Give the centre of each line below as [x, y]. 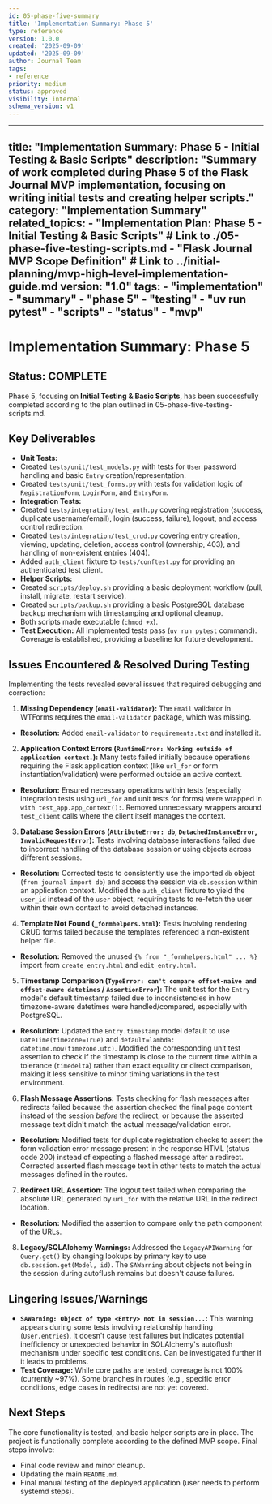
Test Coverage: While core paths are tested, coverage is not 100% [132, 1370]
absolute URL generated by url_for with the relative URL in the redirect [139, 1199]
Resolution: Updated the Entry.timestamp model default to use [125, 1031]
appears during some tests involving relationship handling [117, 1326]
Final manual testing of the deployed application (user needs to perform [140, 1482]
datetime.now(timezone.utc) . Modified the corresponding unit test [130, 1048]
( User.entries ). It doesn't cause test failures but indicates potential [132, 1335]
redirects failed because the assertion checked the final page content [136, 1107]
